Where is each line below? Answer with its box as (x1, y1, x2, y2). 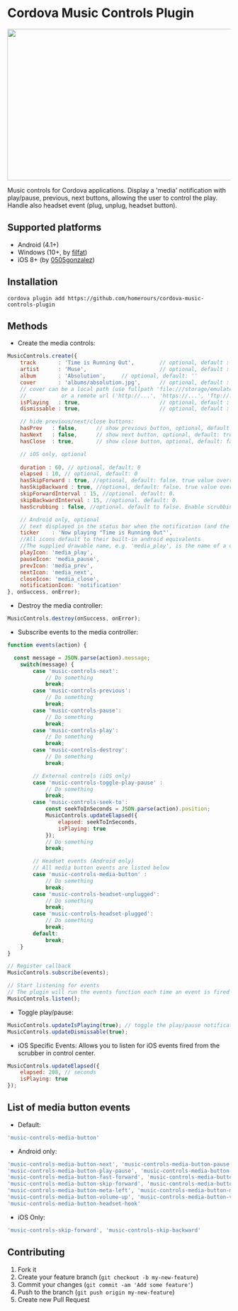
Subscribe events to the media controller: (17, 628, 139, 636)
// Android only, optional (20, 516, 100, 523)
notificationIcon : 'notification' (20, 582, 122, 589)
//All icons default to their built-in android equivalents (20, 536, 201, 543)
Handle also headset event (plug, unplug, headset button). (7, 200, 178, 210)
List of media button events (7, 1101, 131, 1113)
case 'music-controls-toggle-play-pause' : (33, 779, 163, 786)
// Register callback (7, 963, 72, 970)
